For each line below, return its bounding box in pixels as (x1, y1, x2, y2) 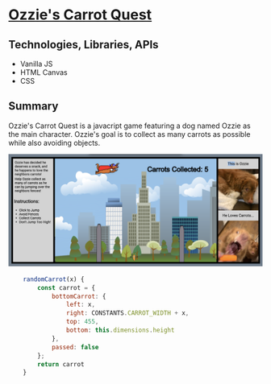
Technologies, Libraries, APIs (8, 38, 159, 52)
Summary (8, 99, 59, 114)
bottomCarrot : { (51, 292, 106, 300)
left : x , (65, 300, 95, 309)
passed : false (51, 343, 99, 351)
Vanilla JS (19, 59, 53, 68)
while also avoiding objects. (8, 138, 101, 147)
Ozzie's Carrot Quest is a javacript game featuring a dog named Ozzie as (8, 121, 252, 130)
